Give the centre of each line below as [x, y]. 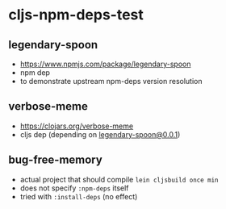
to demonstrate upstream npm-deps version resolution [111, 81]
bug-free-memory [55, 160]
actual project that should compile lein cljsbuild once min [119, 179]
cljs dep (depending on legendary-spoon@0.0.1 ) [100, 134]
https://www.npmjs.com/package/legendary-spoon [105, 64]
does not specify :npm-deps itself [74, 188]
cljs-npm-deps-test [76, 15]
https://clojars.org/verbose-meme [77, 126]
